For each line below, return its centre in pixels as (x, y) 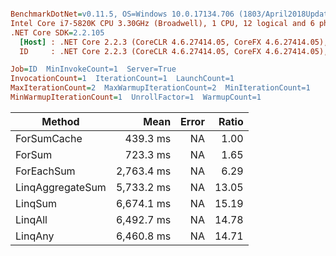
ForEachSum (45, 171)
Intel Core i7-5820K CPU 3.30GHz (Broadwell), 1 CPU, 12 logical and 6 (162, 23)
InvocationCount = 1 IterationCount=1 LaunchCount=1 (122, 79)
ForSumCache (49, 138)
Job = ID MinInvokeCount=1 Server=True (93, 69)
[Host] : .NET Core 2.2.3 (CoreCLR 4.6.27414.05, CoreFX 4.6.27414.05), (174, 42)
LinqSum (36, 203)
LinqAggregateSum (61, 187)
